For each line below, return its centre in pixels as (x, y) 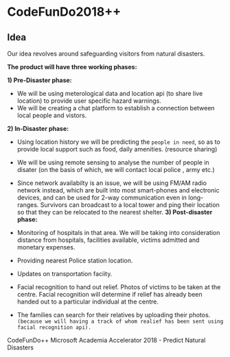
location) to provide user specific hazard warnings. (89, 101)
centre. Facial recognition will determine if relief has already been (110, 294)
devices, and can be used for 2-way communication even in (102, 197)
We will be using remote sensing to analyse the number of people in (113, 162)
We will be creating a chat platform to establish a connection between (116, 108)
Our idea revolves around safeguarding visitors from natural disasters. (106, 53)
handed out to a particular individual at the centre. (88, 301)
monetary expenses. (46, 247)
